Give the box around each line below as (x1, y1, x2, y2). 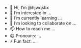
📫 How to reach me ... (9, 26, 55, 31)
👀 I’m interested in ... (9, 10, 52, 16)
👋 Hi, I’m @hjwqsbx (9, 5, 49, 10)
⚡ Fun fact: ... (9, 38, 37, 44)
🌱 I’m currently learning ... (9, 15, 62, 21)
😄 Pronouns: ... (9, 33, 42, 39)
